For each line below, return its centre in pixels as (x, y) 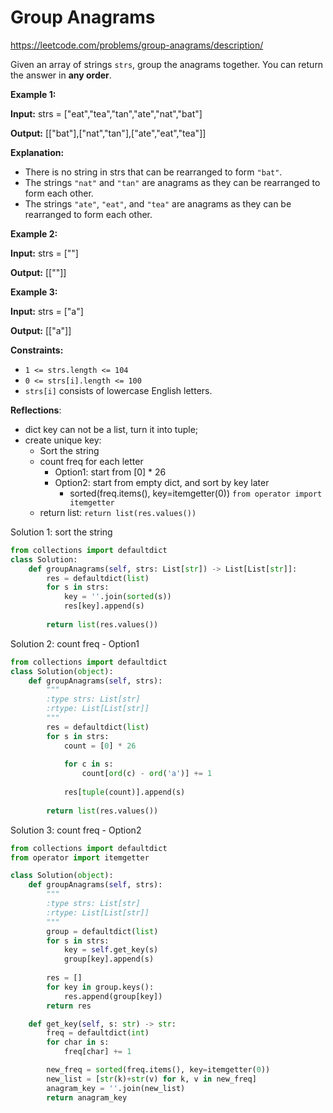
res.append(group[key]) (113, 996)
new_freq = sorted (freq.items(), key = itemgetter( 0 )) (158, 1070)
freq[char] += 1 (97, 1052)
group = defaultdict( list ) (102, 931)
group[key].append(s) (109, 959)
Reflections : (36, 410)
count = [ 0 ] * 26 (100, 746)
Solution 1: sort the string (61, 532)
